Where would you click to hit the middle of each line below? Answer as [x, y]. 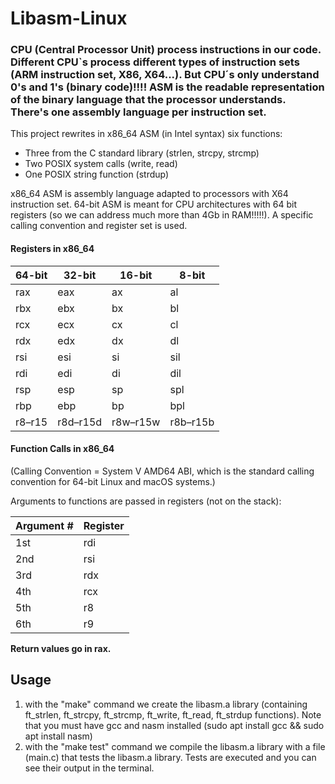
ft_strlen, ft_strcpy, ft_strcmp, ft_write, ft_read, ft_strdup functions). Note [173, 714]
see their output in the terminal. [89, 768]
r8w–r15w [136, 422]
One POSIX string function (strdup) [97, 174]
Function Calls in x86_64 [62, 449]
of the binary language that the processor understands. [148, 100]
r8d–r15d [80, 422]
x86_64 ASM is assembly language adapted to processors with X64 [149, 194]
